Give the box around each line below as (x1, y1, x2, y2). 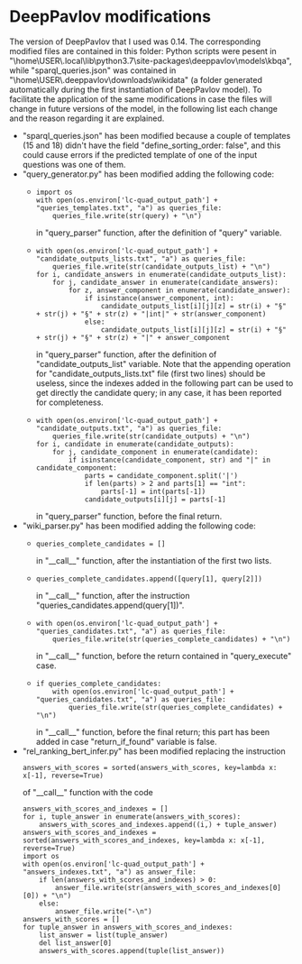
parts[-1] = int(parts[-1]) (100, 487, 206, 496)
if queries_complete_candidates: (35, 679, 162, 688)
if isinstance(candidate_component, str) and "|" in (68, 455, 270, 464)
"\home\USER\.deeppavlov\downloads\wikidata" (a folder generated (9, 74, 263, 85)
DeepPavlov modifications (9, 6, 212, 27)
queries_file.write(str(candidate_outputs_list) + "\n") (52, 262, 270, 271)
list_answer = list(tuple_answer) (39, 931, 169, 940)
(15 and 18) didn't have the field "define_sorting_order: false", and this (22, 140, 281, 151)
